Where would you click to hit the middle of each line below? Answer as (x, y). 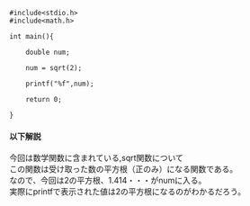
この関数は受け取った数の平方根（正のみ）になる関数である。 (124, 169)
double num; (48, 52)
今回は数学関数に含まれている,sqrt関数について (97, 158)
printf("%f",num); (60, 84)
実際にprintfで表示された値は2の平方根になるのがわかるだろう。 (127, 192)
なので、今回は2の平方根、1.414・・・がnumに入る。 (108, 181)
